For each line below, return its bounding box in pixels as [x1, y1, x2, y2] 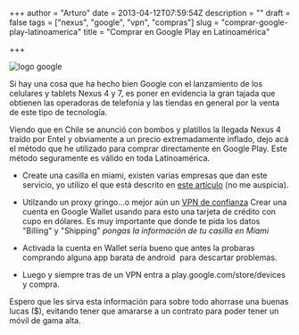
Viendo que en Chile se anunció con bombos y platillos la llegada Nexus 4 [9, 124, 281, 135]
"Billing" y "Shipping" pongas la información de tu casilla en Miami [21, 225, 270, 236]
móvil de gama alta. [9, 315, 82, 325]
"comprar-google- [220, 17, 288, 28]
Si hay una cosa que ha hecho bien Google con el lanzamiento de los [9, 79, 263, 88]
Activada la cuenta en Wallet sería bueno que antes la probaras [21, 243, 255, 253]
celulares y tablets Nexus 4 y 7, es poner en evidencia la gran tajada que [9, 88, 276, 98]
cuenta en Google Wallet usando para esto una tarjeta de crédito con [21, 206, 277, 217]
